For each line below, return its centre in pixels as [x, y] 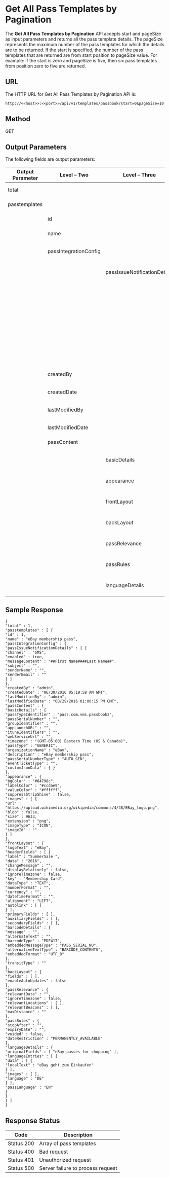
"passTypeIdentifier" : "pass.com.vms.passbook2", [60, 715]
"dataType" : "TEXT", [28, 883]
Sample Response [34, 610]
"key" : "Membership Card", [35, 879]
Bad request [54, 1152]
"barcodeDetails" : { [28, 928]
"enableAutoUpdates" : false [36, 981]
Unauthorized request [65, 1160]
